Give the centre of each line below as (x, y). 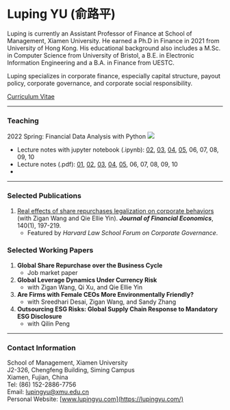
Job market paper (52, 272)
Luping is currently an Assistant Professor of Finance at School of (100, 33)
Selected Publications (44, 196)
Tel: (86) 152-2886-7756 (42, 385)
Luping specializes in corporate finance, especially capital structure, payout (114, 75)
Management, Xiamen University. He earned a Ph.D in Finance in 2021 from (114, 40)
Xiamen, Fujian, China (38, 377)
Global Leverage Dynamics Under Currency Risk (87, 280)
